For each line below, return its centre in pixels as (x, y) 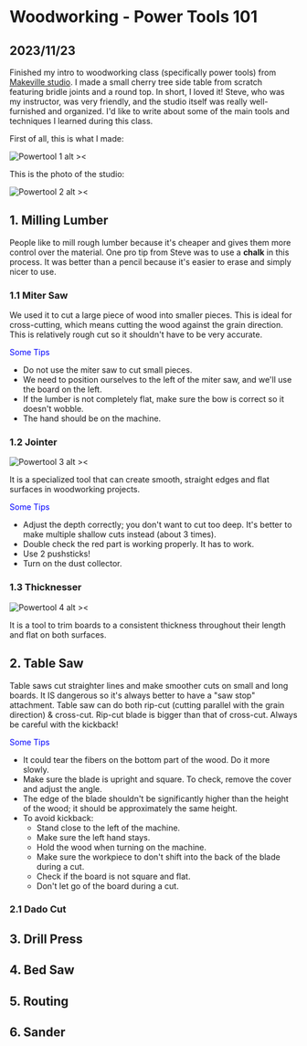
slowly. (36, 769)
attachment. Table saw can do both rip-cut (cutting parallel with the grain (147, 704)
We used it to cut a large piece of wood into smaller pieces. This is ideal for (151, 315)
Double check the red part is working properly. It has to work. (138, 544)
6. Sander (37, 1032)
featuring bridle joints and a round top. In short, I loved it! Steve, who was (147, 92)
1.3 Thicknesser (46, 587)
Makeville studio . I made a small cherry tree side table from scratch (136, 82)
